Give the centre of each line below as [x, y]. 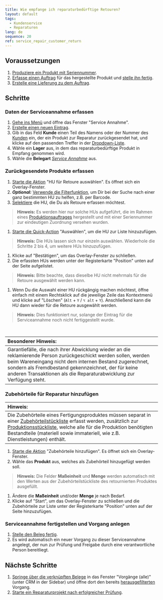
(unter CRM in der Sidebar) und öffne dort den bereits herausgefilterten [83, 582]
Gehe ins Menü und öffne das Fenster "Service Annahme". [71, 122]
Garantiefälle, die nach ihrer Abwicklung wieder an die [69, 349]
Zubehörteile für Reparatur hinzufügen [52, 394]
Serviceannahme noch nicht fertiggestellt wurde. [66, 320]
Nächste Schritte [31, 565]
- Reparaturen [24, 28]
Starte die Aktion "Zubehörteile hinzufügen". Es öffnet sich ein [74, 451]
